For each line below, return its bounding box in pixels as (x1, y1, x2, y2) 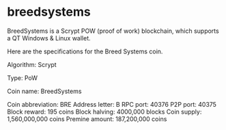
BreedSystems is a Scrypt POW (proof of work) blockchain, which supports (7, 27, 220, 35)
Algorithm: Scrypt (7, 60, 57, 68)
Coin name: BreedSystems (7, 87, 82, 95)
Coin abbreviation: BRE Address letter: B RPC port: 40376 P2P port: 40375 (7, 100, 217, 108)
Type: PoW (7, 73, 38, 82)
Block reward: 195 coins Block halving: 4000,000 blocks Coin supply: (7, 107, 202, 116)
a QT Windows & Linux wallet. (7, 34, 91, 42)
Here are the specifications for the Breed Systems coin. (7, 47, 163, 55)
